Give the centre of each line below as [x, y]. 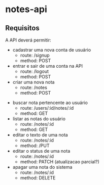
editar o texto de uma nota [40, 135]
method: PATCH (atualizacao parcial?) [60, 162]
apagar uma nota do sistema [42, 167]
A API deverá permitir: [28, 40]
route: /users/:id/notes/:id [47, 108]
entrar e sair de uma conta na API [47, 66]
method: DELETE [38, 178]
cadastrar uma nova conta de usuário [52, 50]
